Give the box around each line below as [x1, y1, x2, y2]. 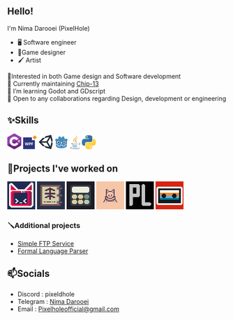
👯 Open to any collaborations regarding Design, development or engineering [7, 94, 227, 102]
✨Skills [7, 114, 40, 126]
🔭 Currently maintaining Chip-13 [7, 79, 99, 88]
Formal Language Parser [17, 247, 89, 255]
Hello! [7, 6, 33, 17]
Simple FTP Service [17, 239, 75, 247]
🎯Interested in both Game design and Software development [7, 72, 181, 80]
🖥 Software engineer [17, 38, 77, 46]
